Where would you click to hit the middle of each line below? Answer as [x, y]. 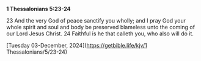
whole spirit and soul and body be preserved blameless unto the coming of [101, 27]
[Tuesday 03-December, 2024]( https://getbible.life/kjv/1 [77, 45]
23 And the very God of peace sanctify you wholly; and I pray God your [96, 20]
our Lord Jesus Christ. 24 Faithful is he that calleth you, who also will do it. [100, 34]
